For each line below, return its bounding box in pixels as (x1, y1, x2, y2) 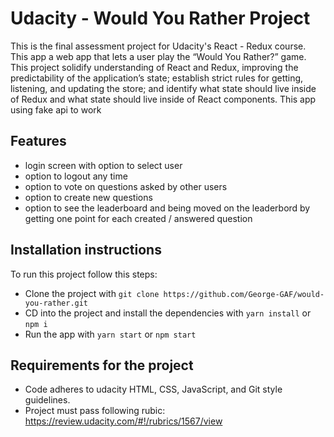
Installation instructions (10, 242, 162, 259)
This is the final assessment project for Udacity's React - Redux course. (10, 40, 307, 52)
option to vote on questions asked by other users (24, 180, 228, 192)
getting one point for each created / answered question (24, 212, 253, 224)
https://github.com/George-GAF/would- (163, 289, 325, 299)
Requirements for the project (10, 357, 194, 374)
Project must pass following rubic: (24, 405, 166, 417)
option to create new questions (24, 191, 153, 203)
